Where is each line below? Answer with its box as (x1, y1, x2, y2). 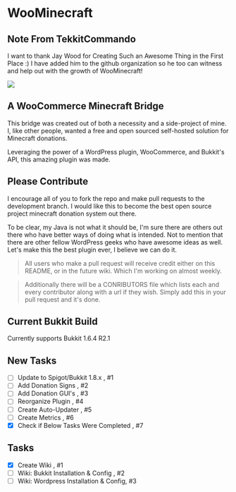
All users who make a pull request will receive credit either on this (24, 259, 216, 267)
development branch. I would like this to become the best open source (7, 202, 212, 210)
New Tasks (7, 355, 57, 367)
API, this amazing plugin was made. (7, 155, 111, 164)
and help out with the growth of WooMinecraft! (7, 67, 143, 75)
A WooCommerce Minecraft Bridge (7, 100, 164, 112)
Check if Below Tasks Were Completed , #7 (17, 421, 144, 429)
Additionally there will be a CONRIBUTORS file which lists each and (24, 280, 220, 288)
